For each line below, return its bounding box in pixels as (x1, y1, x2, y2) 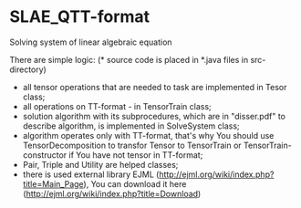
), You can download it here (83, 178, 187, 189)
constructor (22, 149, 67, 161)
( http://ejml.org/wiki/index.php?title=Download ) (22, 188, 202, 199)
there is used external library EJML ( (22, 169, 160, 180)
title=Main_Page (22, 178, 84, 189)
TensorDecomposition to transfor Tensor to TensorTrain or (22, 140, 242, 151)
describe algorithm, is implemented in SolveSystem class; (22, 120, 240, 131)
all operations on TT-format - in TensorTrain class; (22, 100, 212, 111)
